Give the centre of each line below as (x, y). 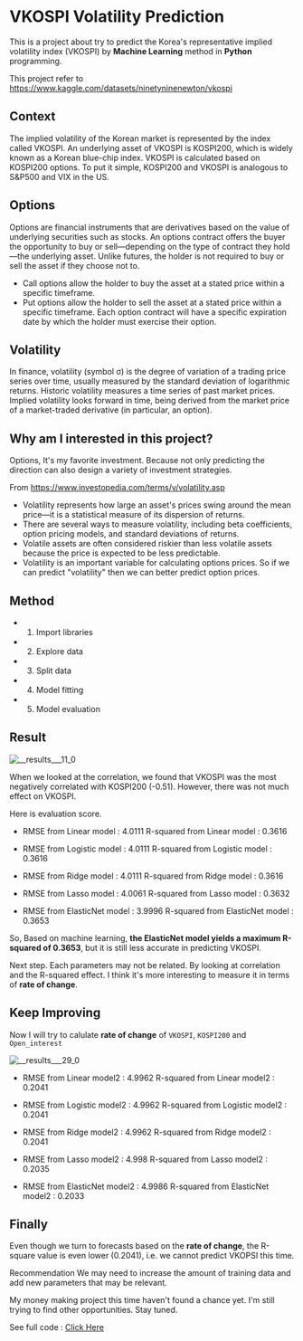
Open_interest (36, 1043)
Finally (28, 1225)
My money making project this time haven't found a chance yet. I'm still (142, 1300)
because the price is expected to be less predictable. (121, 553)
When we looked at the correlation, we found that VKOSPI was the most (143, 776)
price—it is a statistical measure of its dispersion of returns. (133, 515)
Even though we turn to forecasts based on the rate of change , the (134, 1246)
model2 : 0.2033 (53, 1195)
